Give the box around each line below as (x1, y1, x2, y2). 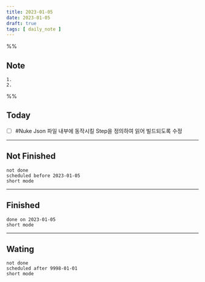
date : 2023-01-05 (6, 15, 51, 21)
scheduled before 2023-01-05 (6, 172, 81, 179)
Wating (6, 244, 35, 254)
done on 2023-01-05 (6, 216, 56, 223)
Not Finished (6, 151, 56, 162)
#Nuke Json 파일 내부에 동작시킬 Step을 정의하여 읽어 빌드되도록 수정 (15, 127, 182, 134)
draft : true (6, 20, 37, 26)
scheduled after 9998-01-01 (6, 266, 78, 272)
